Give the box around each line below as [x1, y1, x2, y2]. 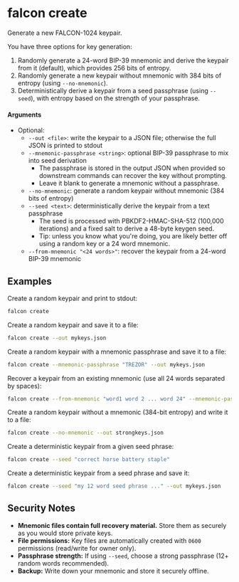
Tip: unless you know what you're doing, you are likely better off [38, 232, 228, 240]
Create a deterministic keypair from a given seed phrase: [7, 443, 174, 451]
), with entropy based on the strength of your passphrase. [31, 94, 201, 102]
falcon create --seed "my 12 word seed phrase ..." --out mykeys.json [7, 482, 221, 490]
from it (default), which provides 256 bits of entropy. [17, 63, 171, 72]
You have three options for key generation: [7, 42, 133, 51]
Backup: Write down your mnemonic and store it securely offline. [17, 566, 209, 575]
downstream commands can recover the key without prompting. [38, 171, 228, 180]
